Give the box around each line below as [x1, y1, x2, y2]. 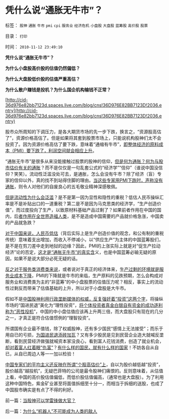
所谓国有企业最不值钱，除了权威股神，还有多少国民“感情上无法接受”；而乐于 [5, 325, 163, 331]
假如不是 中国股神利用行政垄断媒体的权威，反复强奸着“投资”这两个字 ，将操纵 [5, 296, 163, 302]
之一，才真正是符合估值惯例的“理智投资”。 [5, 315, 93, 321]
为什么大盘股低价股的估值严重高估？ [5, 76, 80, 82]
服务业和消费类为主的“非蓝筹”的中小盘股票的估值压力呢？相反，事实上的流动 [5, 279, 163, 285]
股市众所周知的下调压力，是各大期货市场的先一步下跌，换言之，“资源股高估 [5, 128, 162, 134]
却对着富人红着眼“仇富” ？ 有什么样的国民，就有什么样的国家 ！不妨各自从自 [5, 344, 159, 350]
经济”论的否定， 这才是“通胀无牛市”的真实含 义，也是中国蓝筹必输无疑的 [5, 249, 152, 255]
